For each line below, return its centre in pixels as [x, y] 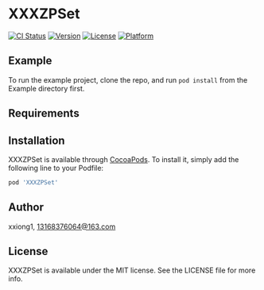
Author [26, 207]
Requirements [44, 113]
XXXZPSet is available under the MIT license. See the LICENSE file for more [132, 270]
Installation [37, 140]
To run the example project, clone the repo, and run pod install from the [128, 79]
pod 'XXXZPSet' [33, 182]
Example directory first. [47, 88]
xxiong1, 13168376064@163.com [62, 226]
